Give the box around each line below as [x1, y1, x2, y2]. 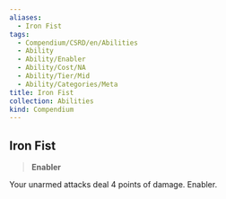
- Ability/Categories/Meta [17, 80, 118, 89]
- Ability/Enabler [17, 55, 87, 64]
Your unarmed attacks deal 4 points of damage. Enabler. [9, 179, 218, 190]
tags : [9, 30, 30, 39]
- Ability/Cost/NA [17, 64, 87, 73]
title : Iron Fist [9, 88, 74, 97]
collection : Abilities [9, 96, 94, 106]
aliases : [9, 13, 42, 22]
